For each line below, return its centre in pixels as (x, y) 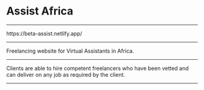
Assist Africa (40, 11)
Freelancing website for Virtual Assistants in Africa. (70, 51)
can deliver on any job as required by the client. (66, 74)
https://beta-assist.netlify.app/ (44, 33)
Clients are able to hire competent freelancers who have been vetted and (98, 68)
